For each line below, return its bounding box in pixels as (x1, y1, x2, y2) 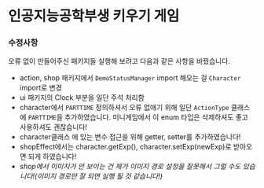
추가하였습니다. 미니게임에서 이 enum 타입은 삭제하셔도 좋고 (64, 112, 249, 122)
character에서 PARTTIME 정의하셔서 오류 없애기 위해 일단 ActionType (19, 103, 229, 112)
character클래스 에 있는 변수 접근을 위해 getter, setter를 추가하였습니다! (19, 132, 241, 142)
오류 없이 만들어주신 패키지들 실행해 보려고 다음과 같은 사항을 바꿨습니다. (8, 57, 230, 66)
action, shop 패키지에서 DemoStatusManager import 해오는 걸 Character (19, 73, 241, 83)
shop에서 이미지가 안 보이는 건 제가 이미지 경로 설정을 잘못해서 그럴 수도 (19, 162, 241, 171)
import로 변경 (19, 83, 63, 93)
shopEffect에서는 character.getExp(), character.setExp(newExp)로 (19, 142, 232, 152)
